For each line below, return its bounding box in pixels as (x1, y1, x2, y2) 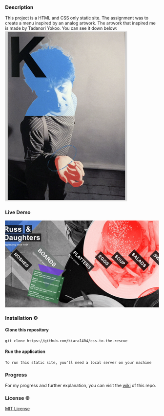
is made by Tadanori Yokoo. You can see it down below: (5, 25, 118, 31)
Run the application (5, 349, 45, 354)
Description (5, 4, 34, 11)
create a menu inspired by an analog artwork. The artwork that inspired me (5, 20, 156, 26)
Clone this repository (5, 327, 49, 333)
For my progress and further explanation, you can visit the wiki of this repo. (5, 383, 156, 389)
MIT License (5, 406, 30, 412)
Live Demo (5, 209, 31, 216)
